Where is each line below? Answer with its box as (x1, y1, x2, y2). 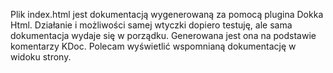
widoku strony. (10, 51, 72, 63)
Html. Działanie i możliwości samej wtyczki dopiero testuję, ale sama (10, 19, 293, 31)
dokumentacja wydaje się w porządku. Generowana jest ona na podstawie (10, 30, 317, 41)
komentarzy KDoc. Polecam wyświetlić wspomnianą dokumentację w (10, 40, 297, 52)
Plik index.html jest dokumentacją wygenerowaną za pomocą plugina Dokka (10, 9, 324, 20)
